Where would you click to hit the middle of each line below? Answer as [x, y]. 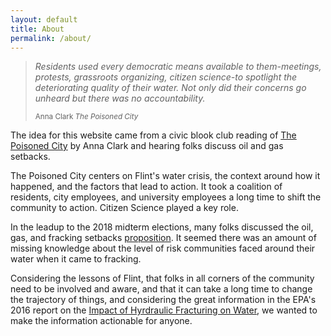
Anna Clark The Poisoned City [86, 117]
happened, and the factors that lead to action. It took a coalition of [146, 187]
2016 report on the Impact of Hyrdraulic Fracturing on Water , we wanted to [164, 310]
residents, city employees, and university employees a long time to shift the [166, 197]
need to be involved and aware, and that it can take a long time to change [161, 289]
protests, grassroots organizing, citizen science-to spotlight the [166, 77]
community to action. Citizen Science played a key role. [124, 208]
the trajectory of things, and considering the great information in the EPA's [163, 300]
